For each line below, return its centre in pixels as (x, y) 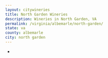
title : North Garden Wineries (37, 14)
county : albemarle (24, 33)
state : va (15, 28)
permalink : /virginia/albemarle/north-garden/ (54, 24)
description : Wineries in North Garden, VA (51, 19)
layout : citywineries (28, 10)
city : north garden (25, 38)
